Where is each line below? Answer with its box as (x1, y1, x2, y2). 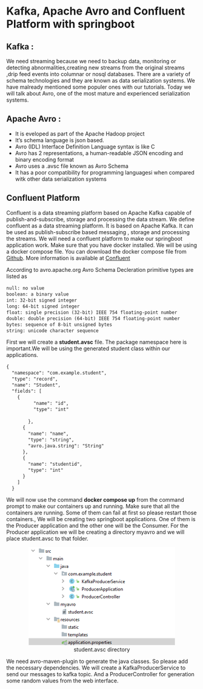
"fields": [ (12, 388, 42, 394)
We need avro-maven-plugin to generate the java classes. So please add (6, 657, 188, 665)
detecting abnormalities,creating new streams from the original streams (6, 64, 185, 71)
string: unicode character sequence (6, 327, 99, 334)
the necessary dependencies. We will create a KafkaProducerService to (6, 664, 186, 671)
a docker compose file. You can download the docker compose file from (6, 248, 187, 255)
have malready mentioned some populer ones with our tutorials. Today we (6, 83, 192, 91)
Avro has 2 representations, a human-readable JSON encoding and (15, 149, 184, 156)
